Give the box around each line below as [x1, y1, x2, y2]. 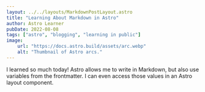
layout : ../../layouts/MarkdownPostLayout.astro [6, 9, 133, 15]
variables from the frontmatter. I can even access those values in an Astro [6, 72, 193, 80]
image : [6, 37, 23, 44]
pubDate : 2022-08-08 [6, 26, 59, 33]
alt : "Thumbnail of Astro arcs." [17, 49, 103, 55]
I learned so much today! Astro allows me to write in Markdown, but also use [6, 66, 199, 73]
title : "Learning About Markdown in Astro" [6, 15, 119, 21]
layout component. [6, 79, 54, 86]
